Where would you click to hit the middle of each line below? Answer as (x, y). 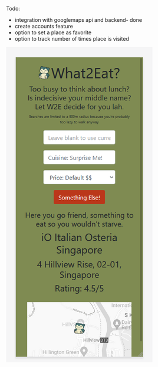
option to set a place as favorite (53, 32)
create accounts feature (44, 26)
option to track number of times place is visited (72, 39)
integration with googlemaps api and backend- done (78, 20)
